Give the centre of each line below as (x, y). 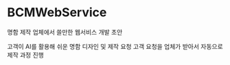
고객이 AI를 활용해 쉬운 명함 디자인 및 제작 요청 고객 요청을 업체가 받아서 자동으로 (115, 46)
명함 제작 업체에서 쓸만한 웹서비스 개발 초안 (65, 32)
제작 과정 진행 (26, 55)
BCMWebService (57, 13)
